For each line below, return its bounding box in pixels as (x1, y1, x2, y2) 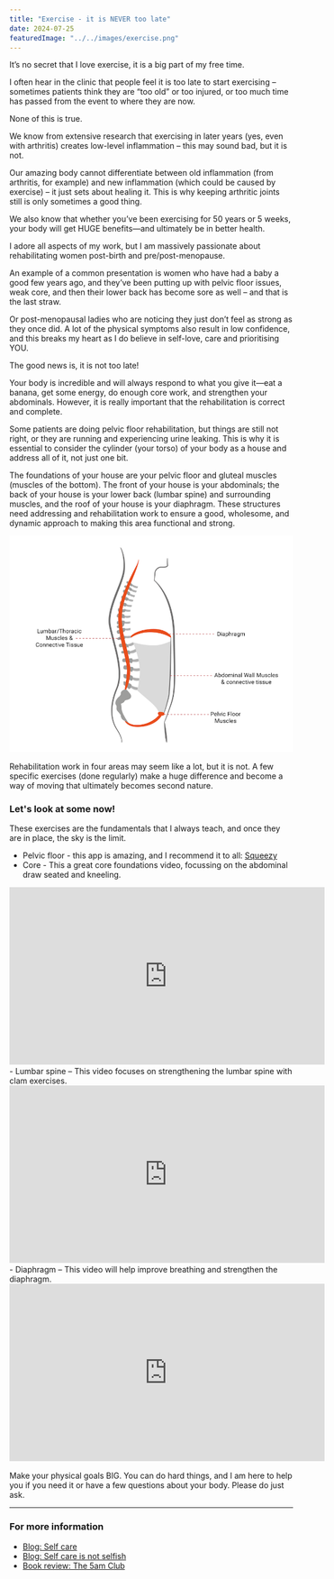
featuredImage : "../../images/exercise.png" (9, 33, 179, 42)
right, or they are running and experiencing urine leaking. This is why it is (9, 434, 280, 444)
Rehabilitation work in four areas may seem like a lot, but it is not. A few (9, 761, 275, 771)
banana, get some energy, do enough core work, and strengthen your (9, 388, 268, 398)
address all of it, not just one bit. (9, 452, 129, 463)
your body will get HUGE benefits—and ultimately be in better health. (9, 224, 266, 234)
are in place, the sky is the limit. (9, 833, 127, 844)
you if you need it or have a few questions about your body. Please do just (9, 1480, 284, 1491)
